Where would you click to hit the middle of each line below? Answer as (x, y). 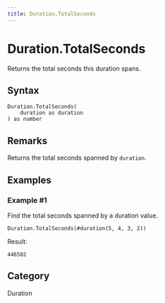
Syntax (23, 90)
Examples (29, 180)
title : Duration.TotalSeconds (52, 14)
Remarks (28, 141)
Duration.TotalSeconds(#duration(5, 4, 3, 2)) (77, 228)
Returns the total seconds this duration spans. (74, 69)
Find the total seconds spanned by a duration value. (83, 215)
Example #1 (27, 200)
